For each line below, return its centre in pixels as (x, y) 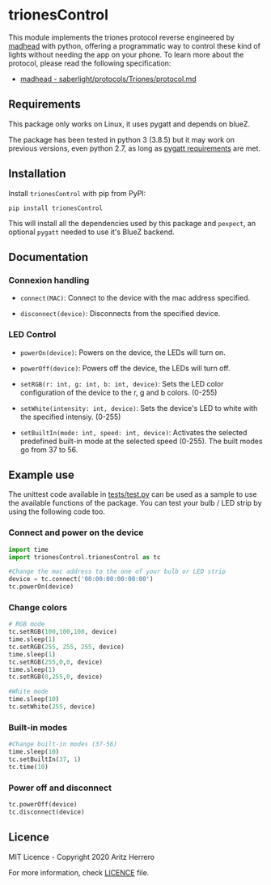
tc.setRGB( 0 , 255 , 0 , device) (56, 677)
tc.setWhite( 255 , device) (52, 707)
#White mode (28, 692)
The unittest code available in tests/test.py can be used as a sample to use (133, 494)
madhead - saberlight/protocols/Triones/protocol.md (108, 79)
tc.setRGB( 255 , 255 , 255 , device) (67, 647)
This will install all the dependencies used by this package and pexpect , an (132, 223)
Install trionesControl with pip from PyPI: (77, 193)
